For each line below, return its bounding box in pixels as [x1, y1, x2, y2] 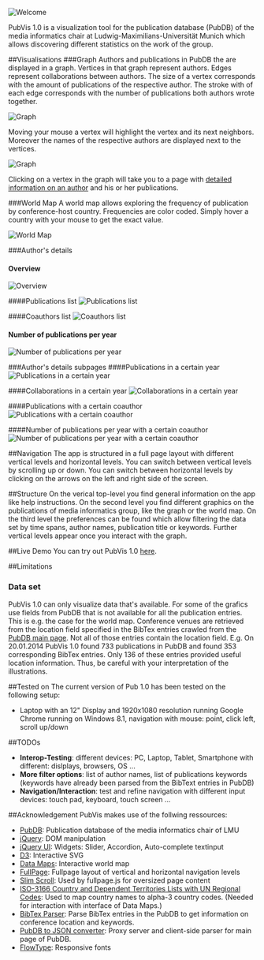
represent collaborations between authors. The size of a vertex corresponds [8, 72, 256, 80]
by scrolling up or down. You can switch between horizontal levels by [8, 465, 233, 475]
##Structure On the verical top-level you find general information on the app [8, 489, 256, 499]
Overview [8, 263, 41, 273]
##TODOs [8, 738, 41, 747]
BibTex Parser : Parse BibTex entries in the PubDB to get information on [19, 909, 249, 918]
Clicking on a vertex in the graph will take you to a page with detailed [8, 174, 232, 184]
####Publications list [8, 297, 77, 306]
